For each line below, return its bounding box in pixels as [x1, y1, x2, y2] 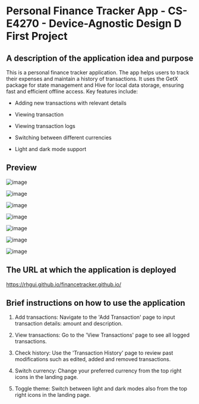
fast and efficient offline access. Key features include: [6, 88, 138, 95]
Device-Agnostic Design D [48, 17, 182, 30]
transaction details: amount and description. [14, 320, 123, 327]
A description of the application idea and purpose [6, 53, 194, 63]
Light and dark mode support [14, 146, 87, 152]
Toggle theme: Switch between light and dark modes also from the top [14, 385, 188, 392]
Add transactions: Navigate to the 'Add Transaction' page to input [14, 314, 175, 321]
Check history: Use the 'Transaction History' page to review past [14, 349, 173, 356]
